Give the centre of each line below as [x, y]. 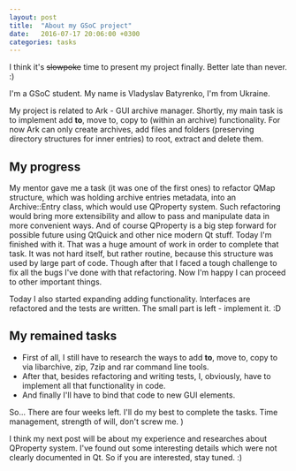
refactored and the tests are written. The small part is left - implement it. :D [145, 308]
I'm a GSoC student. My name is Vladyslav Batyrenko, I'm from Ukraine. [140, 94]
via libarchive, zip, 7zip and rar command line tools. [115, 367]
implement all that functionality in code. [94, 385]
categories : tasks [43, 42]
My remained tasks [63, 336]
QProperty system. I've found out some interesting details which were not [143, 448]
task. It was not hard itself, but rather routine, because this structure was [141, 254]
